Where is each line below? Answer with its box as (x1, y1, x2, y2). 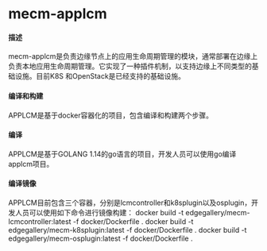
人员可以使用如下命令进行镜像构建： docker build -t (14, 208, 184, 217)
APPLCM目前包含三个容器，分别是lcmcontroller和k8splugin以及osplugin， (8, 198, 252, 207)
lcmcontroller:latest (8, 217, 72, 226)
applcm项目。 (8, 159, 54, 168)
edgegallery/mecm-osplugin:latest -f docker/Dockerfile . (8, 234, 193, 243)
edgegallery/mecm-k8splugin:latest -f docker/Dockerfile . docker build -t (8, 226, 247, 234)
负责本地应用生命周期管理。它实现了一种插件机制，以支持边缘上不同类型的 (8, 61, 252, 71)
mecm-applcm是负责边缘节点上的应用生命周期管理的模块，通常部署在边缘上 (8, 52, 258, 61)
